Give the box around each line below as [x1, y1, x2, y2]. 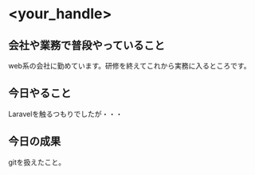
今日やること [8, 87, 72, 100]
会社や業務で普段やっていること [8, 38, 165, 52]
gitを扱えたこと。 [8, 157, 66, 167]
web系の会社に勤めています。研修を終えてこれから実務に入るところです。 [8, 61, 251, 70]
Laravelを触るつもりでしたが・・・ [8, 109, 124, 119]
